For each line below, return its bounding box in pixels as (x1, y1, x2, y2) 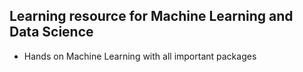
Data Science (9, 24, 94, 41)
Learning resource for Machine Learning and (9, 8, 294, 25)
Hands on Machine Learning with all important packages (23, 50, 257, 62)
